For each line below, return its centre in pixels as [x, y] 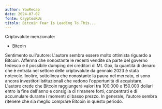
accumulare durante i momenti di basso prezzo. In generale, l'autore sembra [81, 96]
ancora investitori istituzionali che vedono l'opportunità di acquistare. [74, 81]
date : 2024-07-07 [22, 14]
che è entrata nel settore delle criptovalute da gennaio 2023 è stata [72, 71]
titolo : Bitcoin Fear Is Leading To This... [51, 23]
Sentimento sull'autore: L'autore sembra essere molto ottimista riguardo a [78, 55]
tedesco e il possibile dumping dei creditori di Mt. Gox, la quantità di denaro [80, 66]
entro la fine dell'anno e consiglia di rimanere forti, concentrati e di [71, 91]
